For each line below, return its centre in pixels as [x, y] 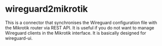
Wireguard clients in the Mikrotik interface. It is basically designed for [76, 33]
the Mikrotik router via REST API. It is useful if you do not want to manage [80, 27]
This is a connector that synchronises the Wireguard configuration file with [81, 23]
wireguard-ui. [19, 38]
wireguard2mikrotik [46, 9]
